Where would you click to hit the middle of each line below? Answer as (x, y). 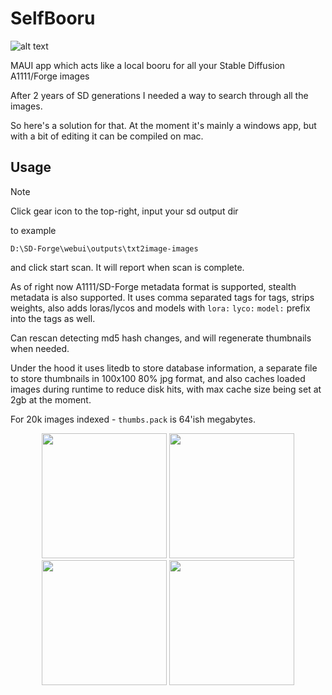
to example (33, 230)
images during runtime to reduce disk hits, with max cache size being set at (166, 389)
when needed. (40, 348)
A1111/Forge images (50, 76)
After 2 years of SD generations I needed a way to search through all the (159, 95)
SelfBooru (53, 18)
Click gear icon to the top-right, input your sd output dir (124, 211)
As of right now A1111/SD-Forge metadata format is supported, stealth (153, 286)
